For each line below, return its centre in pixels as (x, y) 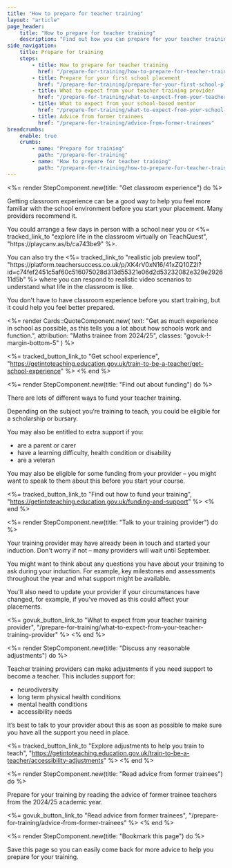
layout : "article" (33, 20)
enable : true (38, 136)
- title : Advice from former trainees (88, 116)
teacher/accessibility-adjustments (56, 760)
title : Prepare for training (61, 53)
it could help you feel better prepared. (61, 307)
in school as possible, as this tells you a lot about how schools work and (109, 328)
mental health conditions (52, 704)
